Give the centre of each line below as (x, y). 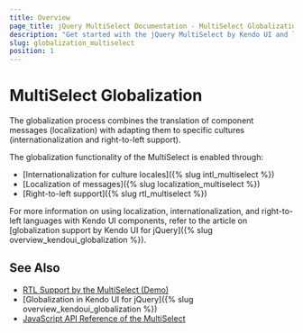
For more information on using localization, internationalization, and (134, 211)
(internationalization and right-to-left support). (95, 139)
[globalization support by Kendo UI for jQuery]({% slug (111, 230)
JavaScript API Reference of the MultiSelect (104, 318)
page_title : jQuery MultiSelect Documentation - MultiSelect (127, 26)
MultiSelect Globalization (106, 96)
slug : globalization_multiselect (72, 43)
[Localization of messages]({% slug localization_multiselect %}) (141, 184)
